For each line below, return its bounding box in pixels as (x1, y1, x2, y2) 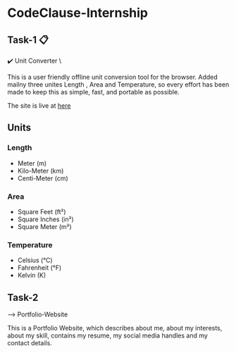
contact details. (7, 339, 53, 347)
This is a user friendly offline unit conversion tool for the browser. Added (7, 73, 218, 81)
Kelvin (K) (17, 271, 46, 280)
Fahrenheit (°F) (17, 264, 62, 272)
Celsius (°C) (17, 256, 53, 265)
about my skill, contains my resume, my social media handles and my (7, 331, 208, 340)
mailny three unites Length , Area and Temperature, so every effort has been (7, 80, 230, 89)
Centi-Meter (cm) (17, 174, 68, 182)
